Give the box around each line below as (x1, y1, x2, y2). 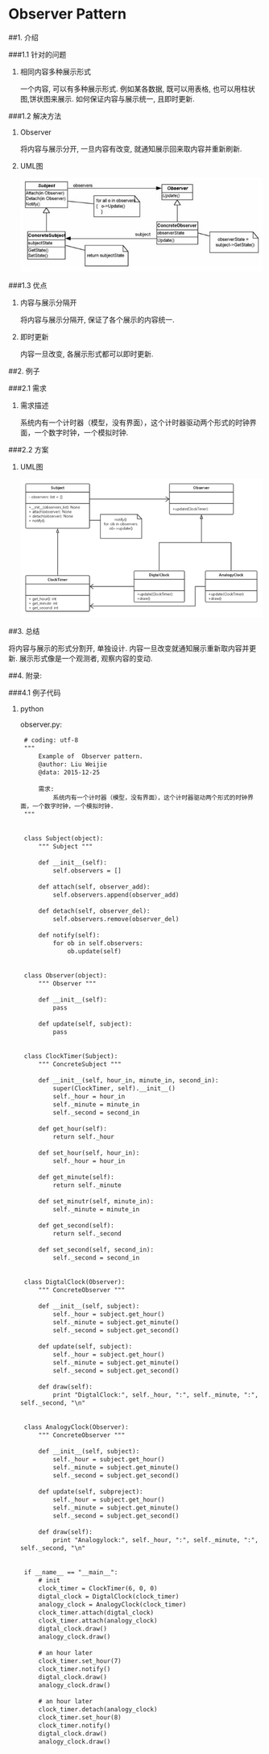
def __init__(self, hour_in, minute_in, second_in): (38, 1076, 219, 1085)
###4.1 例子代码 (8, 687, 61, 698)
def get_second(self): (38, 1221, 114, 1230)
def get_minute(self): (38, 1173, 114, 1181)
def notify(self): (38, 931, 101, 939)
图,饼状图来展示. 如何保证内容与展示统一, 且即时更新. (19, 94, 195, 103)
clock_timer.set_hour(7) (38, 1656, 122, 1665)
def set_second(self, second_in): (38, 1245, 155, 1254)
